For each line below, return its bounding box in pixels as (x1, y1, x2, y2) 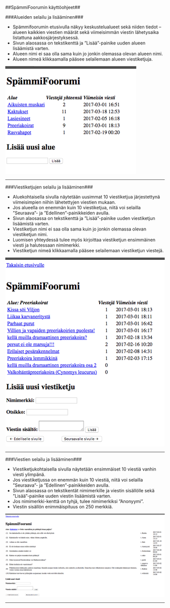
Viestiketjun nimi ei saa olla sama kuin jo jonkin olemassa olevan (12, 226, 147, 232)
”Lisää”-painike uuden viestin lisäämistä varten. (12, 493, 111, 499)
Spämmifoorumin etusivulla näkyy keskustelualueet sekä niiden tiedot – (12, 24, 161, 30)
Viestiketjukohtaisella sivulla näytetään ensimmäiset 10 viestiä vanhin (12, 466, 157, 472)
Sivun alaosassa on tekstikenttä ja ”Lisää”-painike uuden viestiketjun (12, 215, 155, 221)
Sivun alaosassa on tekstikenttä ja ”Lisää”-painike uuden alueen (12, 40, 146, 46)
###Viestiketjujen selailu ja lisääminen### (5, 184, 93, 190)
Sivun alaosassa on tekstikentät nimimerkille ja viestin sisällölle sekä (12, 488, 155, 493)
